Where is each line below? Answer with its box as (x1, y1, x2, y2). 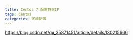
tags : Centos (5, 12, 32, 17)
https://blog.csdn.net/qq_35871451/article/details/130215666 (5, 30, 128, 36)
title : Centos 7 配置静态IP (5, 7, 60, 12)
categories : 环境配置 (5, 16, 47, 21)
